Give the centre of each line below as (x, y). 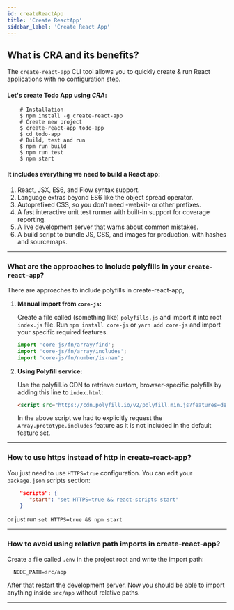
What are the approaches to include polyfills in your (96, 266)
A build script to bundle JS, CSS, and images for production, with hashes (122, 234)
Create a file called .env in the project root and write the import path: (106, 559)
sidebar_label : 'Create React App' (59, 27)
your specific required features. (62, 332)
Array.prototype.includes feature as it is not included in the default (114, 426)
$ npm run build (44, 147)
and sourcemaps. (42, 241)
